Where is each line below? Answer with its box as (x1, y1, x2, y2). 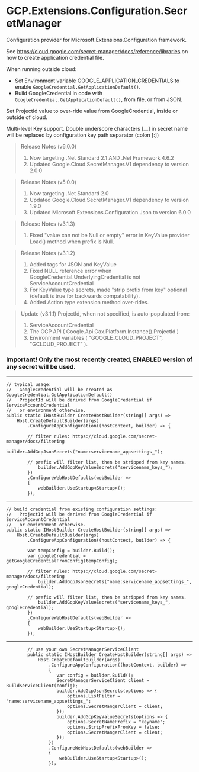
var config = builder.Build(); (56, 673, 134, 678)
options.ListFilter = (67, 693, 120, 699)
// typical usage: (6, 382, 52, 388)
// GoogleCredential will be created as (6, 387, 113, 393)
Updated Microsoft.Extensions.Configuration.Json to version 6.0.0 (29, 208, 191, 215)
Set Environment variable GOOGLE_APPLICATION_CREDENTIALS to (14, 77, 179, 84)
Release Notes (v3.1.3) (20, 220, 75, 227)
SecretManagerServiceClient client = (56, 678, 150, 684)
